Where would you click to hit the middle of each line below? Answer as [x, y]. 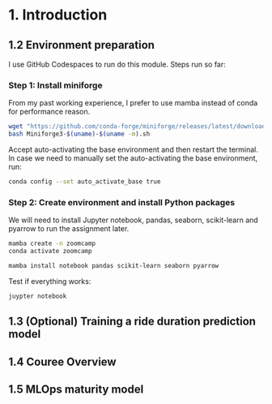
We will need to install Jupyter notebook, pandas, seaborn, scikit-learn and [134, 220]
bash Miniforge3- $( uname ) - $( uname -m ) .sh [79, 134]
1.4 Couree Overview [62, 361]
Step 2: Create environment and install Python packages [122, 202]
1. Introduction [58, 15]
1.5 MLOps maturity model [76, 389]
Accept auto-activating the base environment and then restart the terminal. [134, 150]
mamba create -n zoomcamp [52, 244]
